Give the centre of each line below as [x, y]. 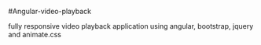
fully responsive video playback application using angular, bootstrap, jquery [131, 26]
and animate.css [35, 35]
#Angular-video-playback [50, 11]
